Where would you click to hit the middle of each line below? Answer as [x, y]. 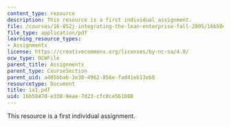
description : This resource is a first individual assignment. [100, 20]
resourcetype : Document [41, 84]
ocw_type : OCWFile [33, 58]
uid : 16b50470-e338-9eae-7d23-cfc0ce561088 [70, 97]
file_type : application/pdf [47, 33]
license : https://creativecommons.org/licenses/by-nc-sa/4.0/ [98, 52]
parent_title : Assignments [46, 65]
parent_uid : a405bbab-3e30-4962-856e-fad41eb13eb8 [81, 77]
